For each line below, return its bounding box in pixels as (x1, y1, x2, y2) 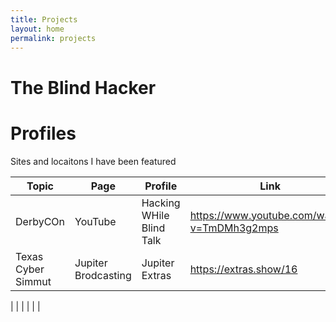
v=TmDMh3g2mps (189, 221, 279, 235)
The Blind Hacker (10, 76, 157, 99)
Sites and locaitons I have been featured (10, 155, 177, 167)
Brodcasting (74, 268, 132, 282)
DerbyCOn (15, 214, 65, 228)
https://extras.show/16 (189, 262, 298, 276)
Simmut (15, 274, 52, 288)
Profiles (10, 122, 77, 145)
